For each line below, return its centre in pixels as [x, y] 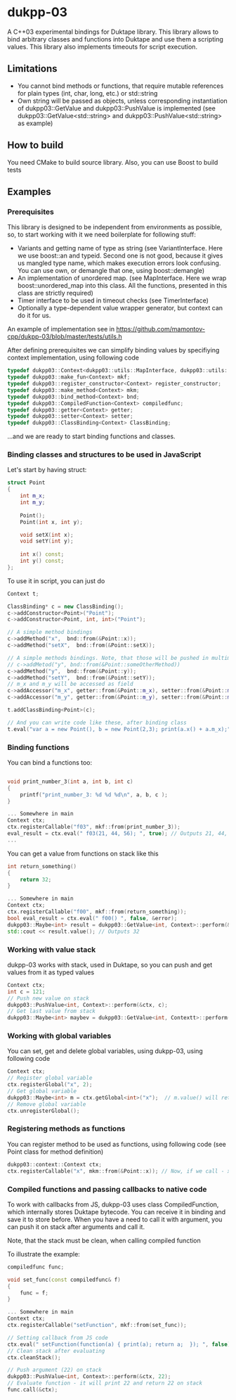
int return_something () [42, 866]
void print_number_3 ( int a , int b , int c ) [70, 782]
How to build [35, 145]
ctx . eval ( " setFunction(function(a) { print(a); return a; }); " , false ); [120, 1344]
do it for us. [34, 316]
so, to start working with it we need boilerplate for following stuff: [102, 235]
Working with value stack [52, 949]
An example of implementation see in [61, 329]
